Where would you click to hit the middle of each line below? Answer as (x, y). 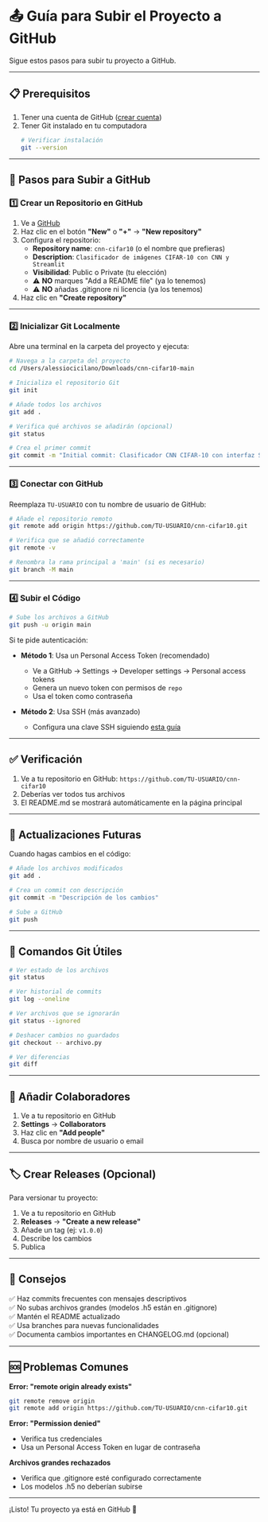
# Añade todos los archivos (56, 404)
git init (23, 390)
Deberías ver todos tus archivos (73, 794)
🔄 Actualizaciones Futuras (75, 835)
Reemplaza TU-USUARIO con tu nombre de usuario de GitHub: (108, 504)
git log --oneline (39, 1000)
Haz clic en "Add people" (63, 1133)
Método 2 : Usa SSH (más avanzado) (80, 711)
